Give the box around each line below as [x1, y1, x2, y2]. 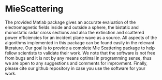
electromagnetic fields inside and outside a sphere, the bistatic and [5, 24, 139, 30]
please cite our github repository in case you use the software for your [5, 65, 146, 71]
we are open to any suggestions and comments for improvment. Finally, [5, 60, 148, 66]
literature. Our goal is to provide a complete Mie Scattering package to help [5, 45, 155, 51]
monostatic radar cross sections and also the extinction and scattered [5, 29, 144, 35]
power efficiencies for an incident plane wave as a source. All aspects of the [5, 35, 157, 40]
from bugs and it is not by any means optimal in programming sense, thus [5, 55, 152, 61]
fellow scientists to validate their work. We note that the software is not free [5, 50, 156, 56]
